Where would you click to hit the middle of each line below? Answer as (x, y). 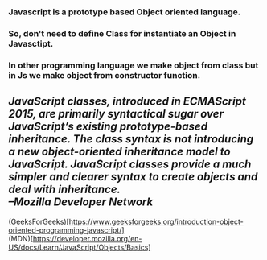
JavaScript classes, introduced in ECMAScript (127, 102)
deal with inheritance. (65, 190)
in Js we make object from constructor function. (105, 75)
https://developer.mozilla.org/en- (87, 238)
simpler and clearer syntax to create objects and (133, 177)
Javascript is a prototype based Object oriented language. (125, 12)
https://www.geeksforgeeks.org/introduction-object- (156, 221)
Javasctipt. (31, 43)
